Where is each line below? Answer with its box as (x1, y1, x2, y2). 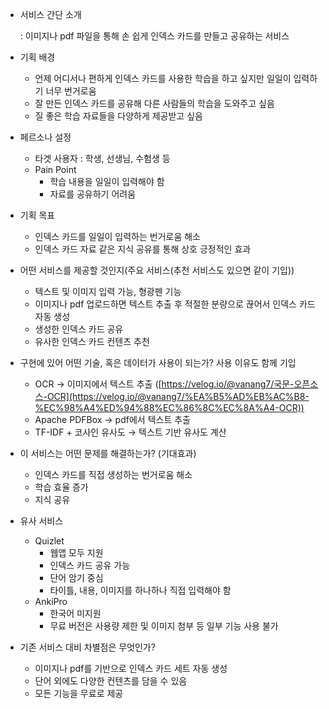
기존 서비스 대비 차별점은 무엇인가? (19, 641, 156, 653)
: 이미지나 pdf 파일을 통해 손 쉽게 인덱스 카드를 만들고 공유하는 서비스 (19, 30, 290, 42)
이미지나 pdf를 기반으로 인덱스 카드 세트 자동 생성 (34, 663, 228, 674)
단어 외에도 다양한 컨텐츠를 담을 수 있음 (34, 675, 188, 687)
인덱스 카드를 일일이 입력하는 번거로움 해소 (34, 231, 202, 242)
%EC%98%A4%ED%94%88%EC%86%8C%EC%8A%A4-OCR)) (34, 402, 305, 413)
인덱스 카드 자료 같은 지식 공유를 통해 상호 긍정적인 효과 (34, 243, 252, 255)
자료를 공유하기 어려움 (49, 188, 137, 200)
